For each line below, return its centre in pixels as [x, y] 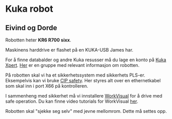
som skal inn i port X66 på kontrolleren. [47, 86]
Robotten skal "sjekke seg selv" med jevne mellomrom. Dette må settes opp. [86, 111]
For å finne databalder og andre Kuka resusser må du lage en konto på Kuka [86, 60]
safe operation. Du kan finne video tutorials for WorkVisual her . [72, 101]
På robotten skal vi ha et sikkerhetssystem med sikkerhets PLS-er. [75, 75]
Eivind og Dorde [31, 28]
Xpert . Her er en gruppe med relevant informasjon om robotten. [72, 65]
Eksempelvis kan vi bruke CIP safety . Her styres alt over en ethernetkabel [83, 80]
